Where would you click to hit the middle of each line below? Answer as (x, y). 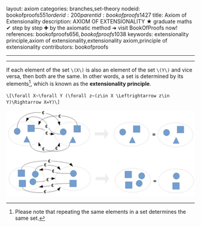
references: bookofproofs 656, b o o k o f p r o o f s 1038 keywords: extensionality (98, 34)
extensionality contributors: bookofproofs (57, 47)
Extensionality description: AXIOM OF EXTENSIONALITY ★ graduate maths (99, 21)
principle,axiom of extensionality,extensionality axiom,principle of (87, 41)
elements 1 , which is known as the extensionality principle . (79, 83)
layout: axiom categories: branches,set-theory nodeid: (73, 9)
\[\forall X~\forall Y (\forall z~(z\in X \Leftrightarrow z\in (88, 95)
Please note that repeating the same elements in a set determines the (100, 212)
